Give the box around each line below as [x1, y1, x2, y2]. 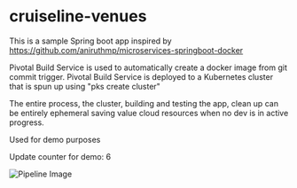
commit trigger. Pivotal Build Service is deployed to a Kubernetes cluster [9, 71, 273, 82]
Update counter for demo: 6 [9, 151, 112, 161]
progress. [9, 117, 44, 128]
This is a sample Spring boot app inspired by [9, 35, 172, 46]
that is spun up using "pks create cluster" [9, 81, 161, 91]
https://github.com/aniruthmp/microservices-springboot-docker [9, 44, 244, 55]
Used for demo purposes [9, 134, 101, 145]
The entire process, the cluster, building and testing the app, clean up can [9, 98, 279, 108]
